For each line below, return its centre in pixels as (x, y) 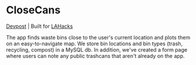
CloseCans (33, 10)
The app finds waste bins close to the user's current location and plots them (98, 37)
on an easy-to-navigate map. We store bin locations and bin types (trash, (94, 44)
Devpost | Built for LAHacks (40, 26)
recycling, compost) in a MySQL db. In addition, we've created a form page (97, 49)
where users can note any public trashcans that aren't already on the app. (95, 56)
